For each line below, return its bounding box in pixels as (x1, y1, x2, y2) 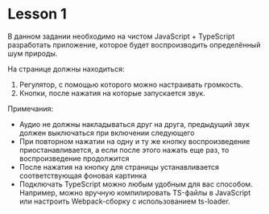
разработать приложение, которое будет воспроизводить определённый (7, 39, 261, 49)
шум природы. (7, 48, 58, 58)
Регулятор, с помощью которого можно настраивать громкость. (19, 80, 243, 89)
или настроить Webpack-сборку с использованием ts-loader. (19, 196, 230, 206)
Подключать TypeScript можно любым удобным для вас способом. (19, 179, 253, 189)
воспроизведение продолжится (19, 154, 130, 163)
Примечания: (7, 104, 54, 113)
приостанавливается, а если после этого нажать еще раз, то (19, 145, 230, 154)
